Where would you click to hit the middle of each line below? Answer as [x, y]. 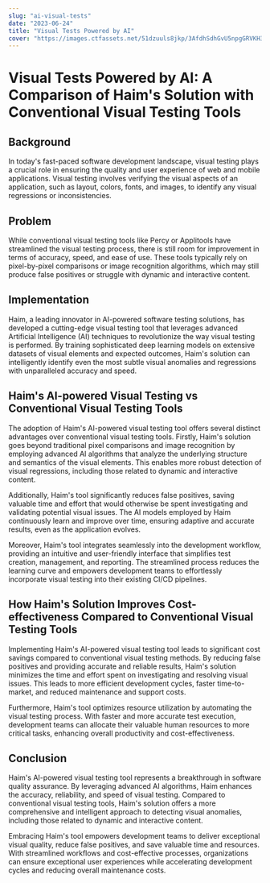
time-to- [231, 683]
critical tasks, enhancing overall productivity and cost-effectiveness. [122, 733]
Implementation [49, 300]
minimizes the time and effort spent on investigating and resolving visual [128, 674]
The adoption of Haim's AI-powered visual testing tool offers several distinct [135, 428]
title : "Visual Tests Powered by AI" [72, 31]
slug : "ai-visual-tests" [50, 16]
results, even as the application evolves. [75, 529]
